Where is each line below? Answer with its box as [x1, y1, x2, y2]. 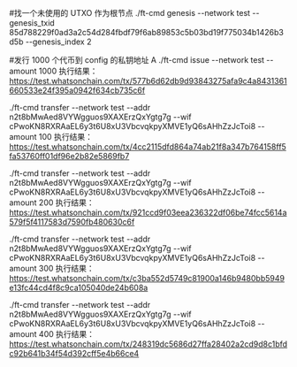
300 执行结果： [38, 264, 95, 273]
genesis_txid [9, 18, 55, 28]
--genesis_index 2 [25, 36, 92, 47]
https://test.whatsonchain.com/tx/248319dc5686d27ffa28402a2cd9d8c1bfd [9, 339, 288, 349]
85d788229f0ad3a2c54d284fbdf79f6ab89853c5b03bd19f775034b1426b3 [9, 27, 285, 37]
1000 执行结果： [38, 65, 98, 76]
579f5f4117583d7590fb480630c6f [9, 217, 135, 227]
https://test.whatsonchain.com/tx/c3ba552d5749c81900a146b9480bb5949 [9, 273, 286, 283]
